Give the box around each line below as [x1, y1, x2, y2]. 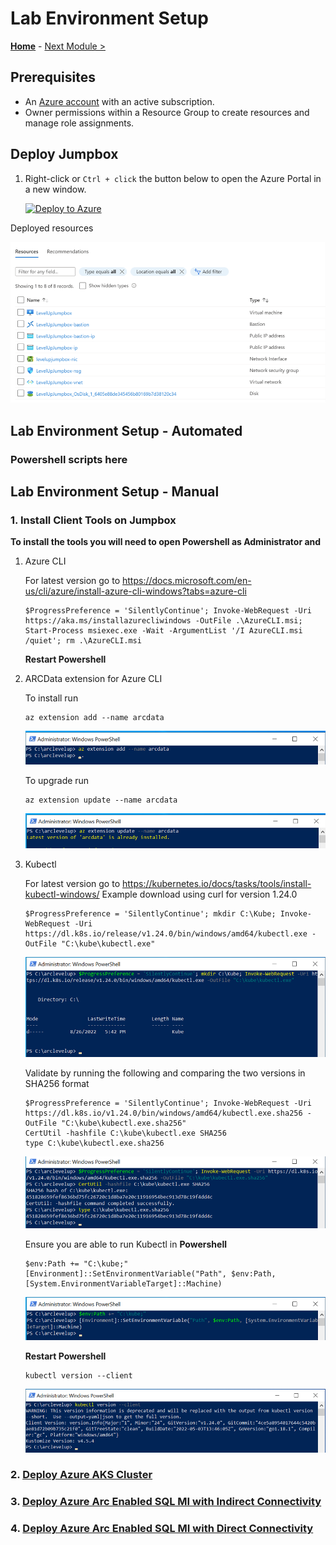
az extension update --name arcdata [24, 795, 178, 805]
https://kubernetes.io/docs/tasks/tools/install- [121, 878, 312, 890]
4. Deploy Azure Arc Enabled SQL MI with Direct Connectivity [10, 1522, 314, 1536]
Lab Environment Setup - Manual [10, 483, 220, 501]
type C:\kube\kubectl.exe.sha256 [24, 1138, 165, 1148]
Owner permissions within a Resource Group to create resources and [24, 106, 310, 118]
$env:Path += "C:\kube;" [24, 1259, 129, 1269]
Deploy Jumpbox [10, 146, 119, 163]
